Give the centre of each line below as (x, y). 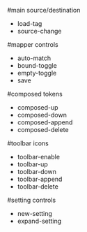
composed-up (38, 107)
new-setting (34, 213)
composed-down (42, 115)
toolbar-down (37, 172)
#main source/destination (44, 10)
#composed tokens (35, 94)
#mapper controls (33, 44)
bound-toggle (37, 65)
